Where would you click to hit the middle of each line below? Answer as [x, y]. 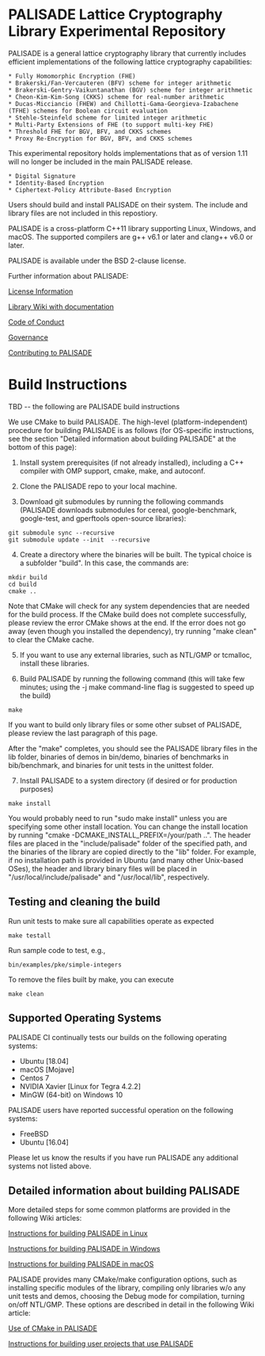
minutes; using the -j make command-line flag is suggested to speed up [137, 687]
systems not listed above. [50, 1166]
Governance [28, 337]
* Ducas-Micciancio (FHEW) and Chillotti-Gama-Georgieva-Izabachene [123, 104]
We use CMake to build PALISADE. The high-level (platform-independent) [128, 422]
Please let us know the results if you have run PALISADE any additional [123, 1157]
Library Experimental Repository [117, 31]
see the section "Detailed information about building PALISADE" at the [122, 439]
